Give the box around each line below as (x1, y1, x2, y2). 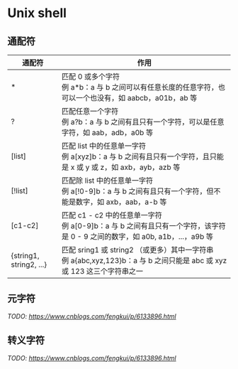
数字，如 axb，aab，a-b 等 (75, 197, 167, 207)
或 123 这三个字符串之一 (61, 267, 144, 276)
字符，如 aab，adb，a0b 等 (61, 128, 154, 137)
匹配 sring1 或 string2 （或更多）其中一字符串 (61, 245, 214, 255)
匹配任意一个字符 (61, 107, 119, 116)
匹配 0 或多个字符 (61, 72, 120, 81)
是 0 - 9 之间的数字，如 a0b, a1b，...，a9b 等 (61, 232, 214, 241)
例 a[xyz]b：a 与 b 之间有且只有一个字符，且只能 (61, 151, 225, 161)
